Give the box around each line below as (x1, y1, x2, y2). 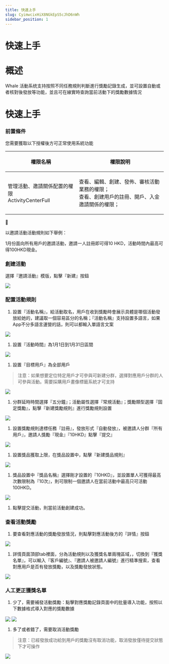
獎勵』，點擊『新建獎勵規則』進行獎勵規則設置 (17, 405, 112, 411)
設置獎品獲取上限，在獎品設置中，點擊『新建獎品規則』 (12, 452, 127, 458)
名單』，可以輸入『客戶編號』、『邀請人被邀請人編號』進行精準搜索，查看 (12, 557, 160, 563)
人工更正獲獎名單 (5, 587, 47, 594)
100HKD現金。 (9, 247, 40, 253)
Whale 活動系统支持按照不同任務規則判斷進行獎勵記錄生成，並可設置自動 (5, 83, 156, 89)
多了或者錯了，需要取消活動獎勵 (12, 626, 79, 633)
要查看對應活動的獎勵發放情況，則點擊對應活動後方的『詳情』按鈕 (12, 530, 149, 537)
